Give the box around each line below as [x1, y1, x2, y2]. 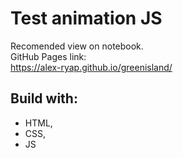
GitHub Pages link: [10, 50, 87, 62]
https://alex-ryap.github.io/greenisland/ [10, 61, 173, 73]
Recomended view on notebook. [10, 40, 144, 52]
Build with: [10, 90, 78, 107]
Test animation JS [10, 7, 163, 30]
